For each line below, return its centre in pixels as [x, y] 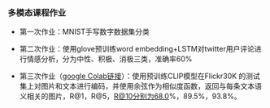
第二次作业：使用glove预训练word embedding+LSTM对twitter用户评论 [137, 49]
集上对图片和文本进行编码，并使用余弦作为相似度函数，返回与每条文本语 [140, 86]
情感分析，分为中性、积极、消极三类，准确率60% [109, 59]
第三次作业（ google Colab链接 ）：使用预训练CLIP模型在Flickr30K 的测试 [140, 76]
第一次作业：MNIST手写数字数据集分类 [84, 32]
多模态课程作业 [37, 12]
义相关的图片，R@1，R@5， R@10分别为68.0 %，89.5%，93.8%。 [130, 96]
